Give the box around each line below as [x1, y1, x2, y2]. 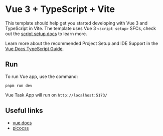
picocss [12, 125, 29, 131]
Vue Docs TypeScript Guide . [5, 45, 64, 51]
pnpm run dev [5, 83, 33, 88]
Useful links [5, 106, 44, 115]
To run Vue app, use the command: [5, 73, 78, 79]
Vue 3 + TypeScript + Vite [5, 3, 115, 15]
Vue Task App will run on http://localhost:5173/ [5, 91, 108, 98]
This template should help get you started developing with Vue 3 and [5, 20, 148, 26]
